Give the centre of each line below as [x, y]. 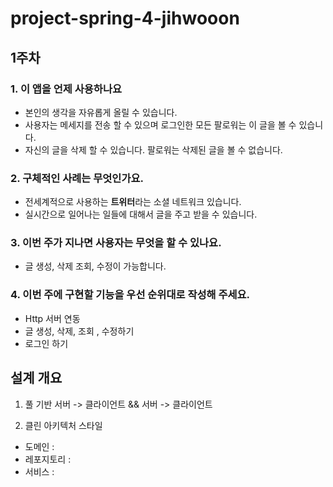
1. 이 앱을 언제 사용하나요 [66, 89]
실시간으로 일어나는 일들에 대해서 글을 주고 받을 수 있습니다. [141, 214]
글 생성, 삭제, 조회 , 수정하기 [79, 331]
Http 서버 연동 [52, 318]
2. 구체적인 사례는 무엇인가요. [77, 178]
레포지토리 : [48, 459]
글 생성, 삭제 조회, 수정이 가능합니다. [95, 266]
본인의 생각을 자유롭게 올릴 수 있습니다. [101, 112]
